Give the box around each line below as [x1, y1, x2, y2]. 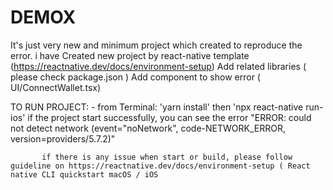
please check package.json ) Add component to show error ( [10, 71, 261, 83]
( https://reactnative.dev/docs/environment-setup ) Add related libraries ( [10, 60, 307, 72]
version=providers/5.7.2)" [10, 132, 116, 145]
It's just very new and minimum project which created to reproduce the [10, 39, 303, 51]
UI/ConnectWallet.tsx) [10, 81, 102, 93]
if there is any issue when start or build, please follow [41, 152, 293, 162]
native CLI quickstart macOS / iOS [10, 169, 159, 180]
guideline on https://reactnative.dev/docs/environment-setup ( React [10, 161, 311, 171]
